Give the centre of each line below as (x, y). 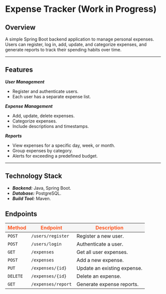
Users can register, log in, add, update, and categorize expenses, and (76, 44)
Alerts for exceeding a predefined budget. (55, 156)
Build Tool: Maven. (31, 198)
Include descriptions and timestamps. (50, 126)
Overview (21, 27)
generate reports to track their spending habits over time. (63, 50)
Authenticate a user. (100, 244)
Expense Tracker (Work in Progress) (81, 9)
